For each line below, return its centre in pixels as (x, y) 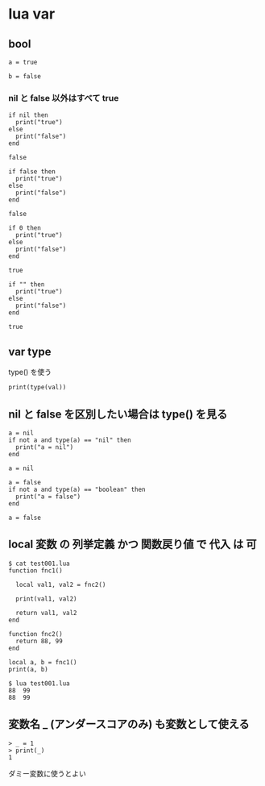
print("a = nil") (45, 447)
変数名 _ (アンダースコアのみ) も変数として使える (129, 724)
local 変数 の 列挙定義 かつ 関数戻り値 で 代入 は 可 (132, 545)
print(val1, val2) (47, 599)
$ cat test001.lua (39, 564)
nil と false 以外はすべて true (64, 98)
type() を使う (30, 372)
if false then (32, 172)
